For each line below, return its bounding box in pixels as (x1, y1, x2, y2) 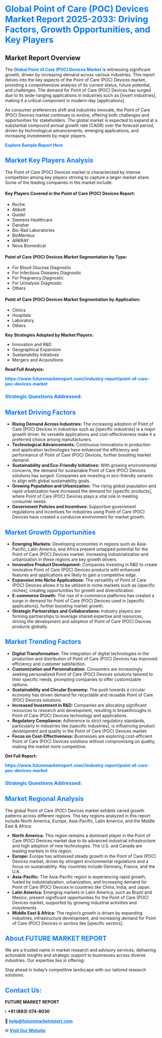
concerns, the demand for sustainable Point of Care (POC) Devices (12, 467, 146, 473)
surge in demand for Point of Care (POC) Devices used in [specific (12, 598, 145, 604)
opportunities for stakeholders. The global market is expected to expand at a (5, 118, 158, 123)
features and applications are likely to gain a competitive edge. (12, 572, 137, 578)
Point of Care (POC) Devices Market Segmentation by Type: (5, 254, 127, 259)
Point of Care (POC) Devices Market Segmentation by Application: (5, 296, 141, 302)
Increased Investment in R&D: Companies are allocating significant (12, 702, 147, 708)
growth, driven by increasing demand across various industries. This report (5, 72, 155, 77)
